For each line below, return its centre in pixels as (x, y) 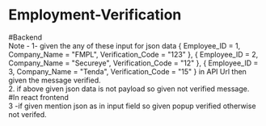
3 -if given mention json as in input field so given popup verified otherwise (132, 106)
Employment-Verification (95, 15)
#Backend (25, 37)
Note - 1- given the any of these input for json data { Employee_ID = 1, (125, 45)
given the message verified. (55, 80)
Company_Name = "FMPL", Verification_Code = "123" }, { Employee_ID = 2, (133, 54)
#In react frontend (38, 97)
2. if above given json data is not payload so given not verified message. (129, 88)
